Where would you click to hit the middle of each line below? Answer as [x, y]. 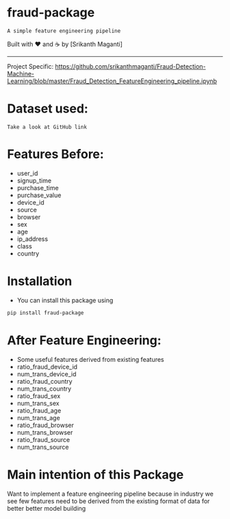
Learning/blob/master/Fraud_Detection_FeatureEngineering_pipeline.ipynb [112, 81]
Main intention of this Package [95, 474]
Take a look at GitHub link [47, 127]
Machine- [21, 73]
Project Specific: [30, 66]
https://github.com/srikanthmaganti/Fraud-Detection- [130, 66]
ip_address [33, 239]
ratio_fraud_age [39, 411]
